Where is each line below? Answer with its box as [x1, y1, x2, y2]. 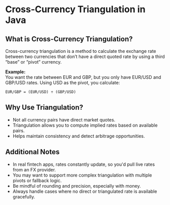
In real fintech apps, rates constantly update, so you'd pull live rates [12, 161, 155, 167]
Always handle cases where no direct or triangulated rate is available [12, 188, 157, 194]
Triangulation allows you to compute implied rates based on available [12, 122, 158, 128]
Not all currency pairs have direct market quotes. [12, 116, 116, 123]
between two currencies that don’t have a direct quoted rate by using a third [5, 53, 165, 60]
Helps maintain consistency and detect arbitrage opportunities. [12, 133, 145, 139]
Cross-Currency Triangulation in [5, 4, 146, 15]
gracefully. [12, 193, 36, 199]
